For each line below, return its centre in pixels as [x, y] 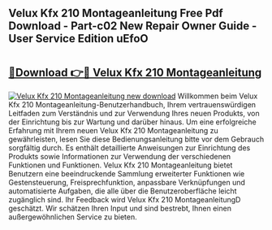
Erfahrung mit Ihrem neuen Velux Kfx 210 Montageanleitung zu [114, 130]
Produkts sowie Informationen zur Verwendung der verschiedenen [120, 156]
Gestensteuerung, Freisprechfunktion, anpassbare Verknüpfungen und [127, 182]
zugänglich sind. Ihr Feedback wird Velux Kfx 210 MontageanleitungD [125, 200]
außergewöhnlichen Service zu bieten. [73, 217]
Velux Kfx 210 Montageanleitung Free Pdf [116, 13]
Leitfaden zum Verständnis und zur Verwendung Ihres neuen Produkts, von [134, 113]
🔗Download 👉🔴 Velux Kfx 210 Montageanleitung [135, 72]
